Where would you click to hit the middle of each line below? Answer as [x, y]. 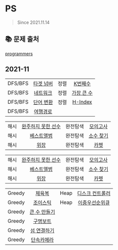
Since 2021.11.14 [33, 22]
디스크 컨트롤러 [94, 193]
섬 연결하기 [42, 230]
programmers [19, 54]
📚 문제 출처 [22, 39]
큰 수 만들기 [42, 212]
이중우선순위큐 [94, 202]
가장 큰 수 [82, 93]
